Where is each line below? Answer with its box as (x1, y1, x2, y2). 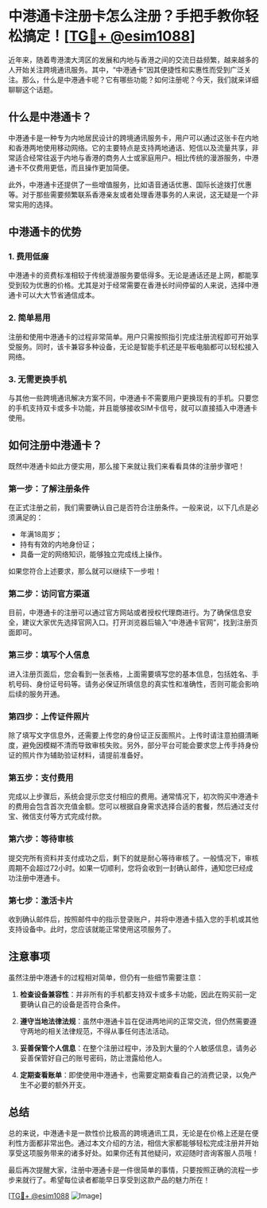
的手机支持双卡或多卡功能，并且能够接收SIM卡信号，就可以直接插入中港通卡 (8, 403, 258, 413)
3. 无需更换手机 (8, 373, 68, 384)
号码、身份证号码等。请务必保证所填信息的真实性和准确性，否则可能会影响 (14, 679, 259, 688)
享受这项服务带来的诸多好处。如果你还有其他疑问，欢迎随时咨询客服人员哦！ (8, 1148, 259, 1158)
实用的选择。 (14, 200, 57, 209)
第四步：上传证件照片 (8, 711, 90, 722)
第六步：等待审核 (8, 833, 74, 844)
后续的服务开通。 (8, 689, 64, 699)
